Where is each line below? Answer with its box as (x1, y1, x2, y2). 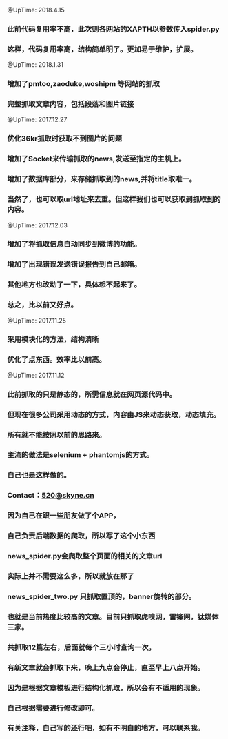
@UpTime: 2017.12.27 (7, 115, 68, 123)
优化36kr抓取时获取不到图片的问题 (7, 134, 123, 143)
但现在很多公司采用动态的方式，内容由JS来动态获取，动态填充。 (7, 409, 220, 419)
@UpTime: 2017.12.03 (7, 221, 68, 230)
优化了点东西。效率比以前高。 (7, 355, 107, 365)
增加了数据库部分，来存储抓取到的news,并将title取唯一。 (7, 174, 196, 184)
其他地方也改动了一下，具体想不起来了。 (7, 280, 141, 290)
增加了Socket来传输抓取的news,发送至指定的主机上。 (7, 154, 186, 164)
